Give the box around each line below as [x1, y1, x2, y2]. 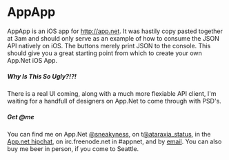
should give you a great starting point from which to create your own [7, 49, 202, 57]
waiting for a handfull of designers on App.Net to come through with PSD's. [7, 97, 222, 105]
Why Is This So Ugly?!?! [7, 72, 77, 80]
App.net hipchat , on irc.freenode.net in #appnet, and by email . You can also [7, 137, 222, 146]
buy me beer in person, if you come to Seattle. [7, 144, 139, 152]
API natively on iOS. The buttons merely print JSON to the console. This [7, 41, 211, 50]
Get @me [7, 112, 34, 121]
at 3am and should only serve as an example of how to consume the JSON [7, 34, 219, 42]
